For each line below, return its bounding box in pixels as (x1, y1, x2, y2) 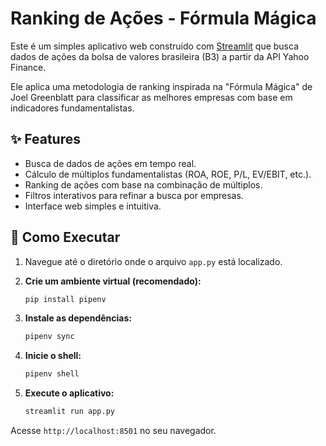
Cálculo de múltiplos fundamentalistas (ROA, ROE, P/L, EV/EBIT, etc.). (24, 168, 312, 180)
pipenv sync (24, 332, 75, 342)
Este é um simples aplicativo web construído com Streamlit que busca (10, 40, 299, 52)
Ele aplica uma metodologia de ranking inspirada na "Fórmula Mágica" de (10, 80, 313, 92)
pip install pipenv (24, 294, 107, 304)
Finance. (10, 61, 47, 73)
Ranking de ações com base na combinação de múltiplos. (24, 178, 263, 191)
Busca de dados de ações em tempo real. (24, 157, 197, 169)
